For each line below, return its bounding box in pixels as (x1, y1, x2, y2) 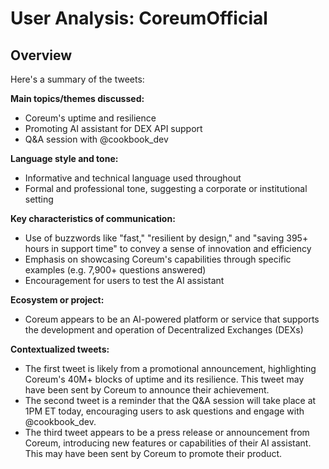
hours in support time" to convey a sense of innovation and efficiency (24, 243, 312, 254)
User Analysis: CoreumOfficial (10, 7, 268, 30)
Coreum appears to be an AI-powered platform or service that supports (24, 313, 320, 325)
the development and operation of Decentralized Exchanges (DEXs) (24, 324, 304, 336)
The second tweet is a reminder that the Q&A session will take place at (24, 395, 317, 406)
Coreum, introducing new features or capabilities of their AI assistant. (24, 437, 312, 449)
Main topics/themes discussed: (10, 93, 145, 104)
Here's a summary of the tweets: (10, 73, 145, 85)
